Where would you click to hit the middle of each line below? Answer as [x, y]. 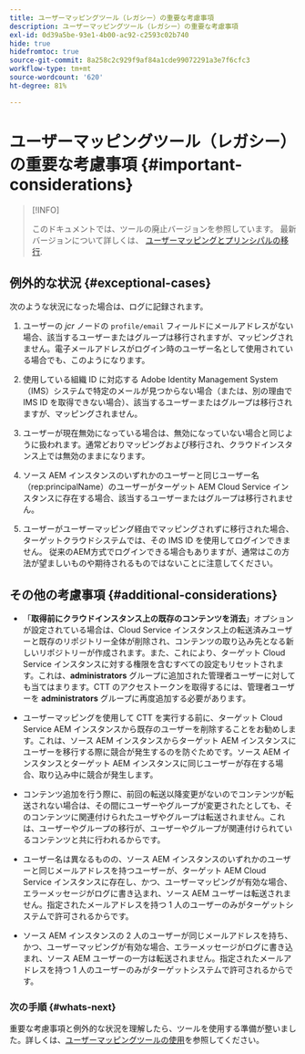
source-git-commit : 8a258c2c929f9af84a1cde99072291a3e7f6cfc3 [130, 60]
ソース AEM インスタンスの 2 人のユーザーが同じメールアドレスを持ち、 [158, 935]
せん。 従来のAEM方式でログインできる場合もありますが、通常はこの [152, 552]
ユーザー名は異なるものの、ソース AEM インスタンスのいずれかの [145, 860]
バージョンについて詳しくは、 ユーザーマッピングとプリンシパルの [156, 240]
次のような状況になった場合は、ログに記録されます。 [109, 307]
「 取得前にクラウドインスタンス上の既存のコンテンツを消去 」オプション [158, 619]
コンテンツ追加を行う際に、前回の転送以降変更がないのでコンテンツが [154, 794]
